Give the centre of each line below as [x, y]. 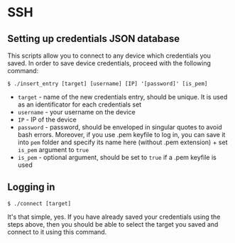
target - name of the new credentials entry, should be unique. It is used [122, 97]
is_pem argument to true [53, 150]
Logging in [31, 187]
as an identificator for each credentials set [80, 104]
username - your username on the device [77, 112]
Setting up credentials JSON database [93, 39]
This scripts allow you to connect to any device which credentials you [109, 55]
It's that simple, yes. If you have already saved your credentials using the [114, 217]
